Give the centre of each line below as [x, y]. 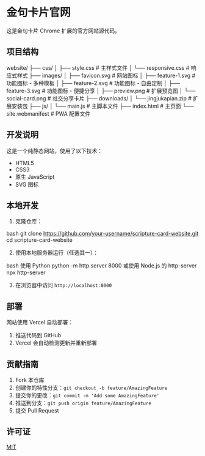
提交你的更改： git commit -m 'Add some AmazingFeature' [87, 395]
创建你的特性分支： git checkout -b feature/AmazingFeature [91, 387]
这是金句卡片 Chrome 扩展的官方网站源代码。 [63, 31]
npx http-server [26, 272]
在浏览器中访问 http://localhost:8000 [63, 285]
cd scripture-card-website [40, 240]
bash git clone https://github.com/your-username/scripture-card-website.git [103, 234]
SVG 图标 [27, 184]
